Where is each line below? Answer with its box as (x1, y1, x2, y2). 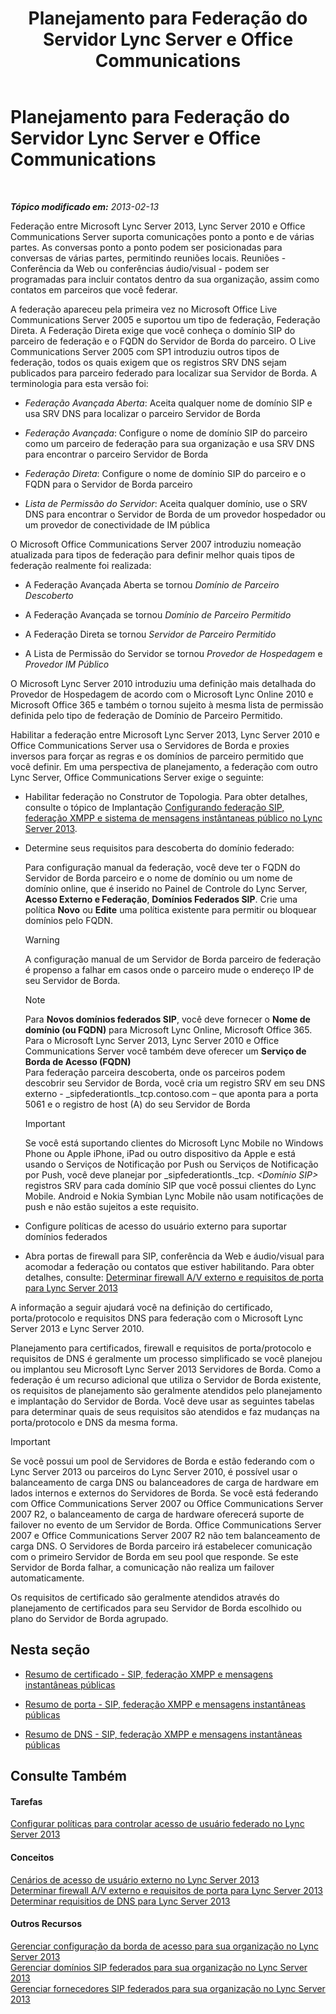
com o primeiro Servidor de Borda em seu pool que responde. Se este (10, 1550, 299, 1562)
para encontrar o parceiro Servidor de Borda (24, 448, 209, 460)
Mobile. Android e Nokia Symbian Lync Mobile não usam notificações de (24, 1190, 324, 1202)
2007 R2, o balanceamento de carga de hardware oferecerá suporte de (10, 1508, 305, 1520)
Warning (24, 933, 60, 946)
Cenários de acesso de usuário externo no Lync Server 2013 (10, 1873, 260, 1886)
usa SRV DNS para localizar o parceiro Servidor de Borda (24, 407, 261, 419)
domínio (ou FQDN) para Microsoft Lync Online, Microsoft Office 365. (24, 1023, 313, 1036)
